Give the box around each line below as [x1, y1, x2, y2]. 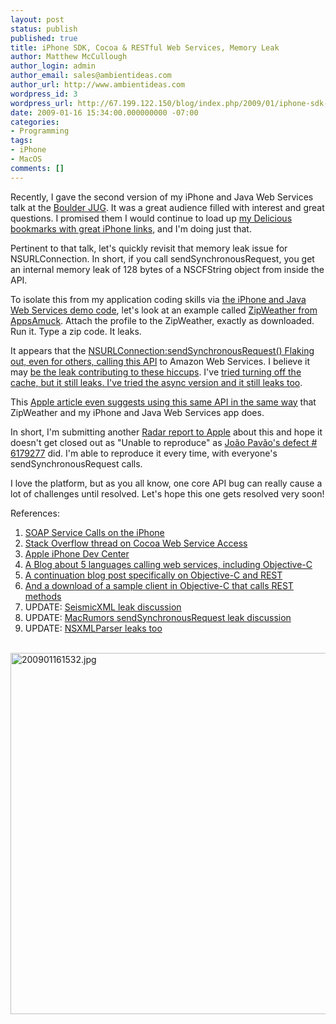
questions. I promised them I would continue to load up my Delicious [10, 212, 293, 224]
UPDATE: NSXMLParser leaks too [24, 622, 163, 634]
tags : [10, 136, 33, 146]
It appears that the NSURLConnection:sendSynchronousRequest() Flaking [10, 344, 315, 356]
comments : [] [10, 163, 65, 173]
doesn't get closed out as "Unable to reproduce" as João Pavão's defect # [10, 436, 318, 448]
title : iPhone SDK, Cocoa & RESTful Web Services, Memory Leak [10, 42, 280, 53]
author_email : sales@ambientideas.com [10, 71, 172, 81]
